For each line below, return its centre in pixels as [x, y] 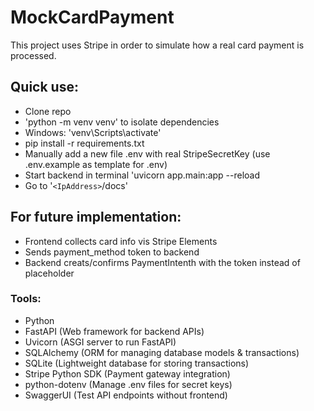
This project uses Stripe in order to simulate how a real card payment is [157, 45]
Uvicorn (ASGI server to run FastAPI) [100, 342]
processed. [33, 55]
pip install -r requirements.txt [84, 143]
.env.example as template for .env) [96, 164]
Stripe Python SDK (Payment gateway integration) [127, 373]
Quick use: [44, 87]
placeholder [49, 273]
